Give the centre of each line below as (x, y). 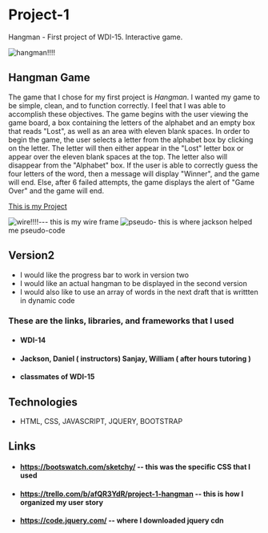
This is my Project (38, 206)
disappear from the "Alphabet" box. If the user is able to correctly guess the (133, 165)
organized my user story (62, 502)
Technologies (43, 402)
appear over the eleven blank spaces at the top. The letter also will (118, 156)
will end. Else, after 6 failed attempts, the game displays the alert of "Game (131, 182)
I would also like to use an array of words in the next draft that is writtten (139, 292)
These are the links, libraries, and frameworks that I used (121, 321)
